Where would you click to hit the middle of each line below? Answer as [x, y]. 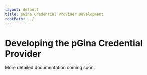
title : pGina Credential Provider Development [54, 14]
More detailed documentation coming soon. [50, 68]
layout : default [22, 10]
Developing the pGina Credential [74, 43]
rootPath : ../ [20, 19]
